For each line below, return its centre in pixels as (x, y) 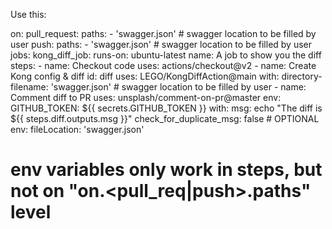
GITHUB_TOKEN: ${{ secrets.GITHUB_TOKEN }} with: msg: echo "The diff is (166, 108)
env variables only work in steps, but (166, 170)
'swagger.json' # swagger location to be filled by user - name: (178, 87)
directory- (302, 76)
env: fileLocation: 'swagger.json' (77, 129)
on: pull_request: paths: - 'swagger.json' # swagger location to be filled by (163, 33)
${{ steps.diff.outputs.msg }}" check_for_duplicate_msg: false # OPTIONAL (165, 118)
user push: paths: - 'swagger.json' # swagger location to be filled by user (161, 44)
